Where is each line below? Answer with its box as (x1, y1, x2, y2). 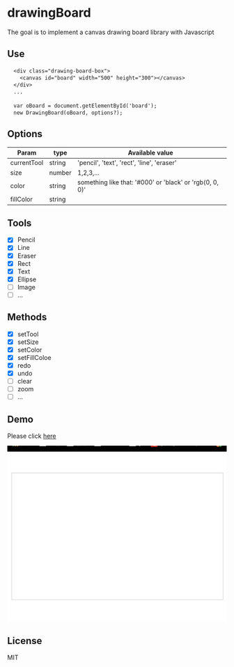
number (49, 168, 72, 177)
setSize (17, 338, 39, 346)
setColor (17, 345, 42, 354)
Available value (127, 148, 173, 157)
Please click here (7, 432, 57, 440)
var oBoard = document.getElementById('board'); (13, 102, 157, 109)
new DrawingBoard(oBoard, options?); (13, 109, 123, 116)
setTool (17, 329, 39, 338)
